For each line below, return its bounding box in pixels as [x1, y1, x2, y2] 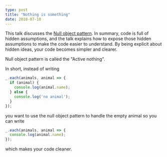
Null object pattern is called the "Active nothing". [5, 56, 105, 62]
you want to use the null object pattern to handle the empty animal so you [5, 112, 157, 118]
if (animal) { [9, 80, 39, 85]
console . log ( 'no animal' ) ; [14, 94, 70, 99]
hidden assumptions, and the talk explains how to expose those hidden [5, 36, 151, 42]
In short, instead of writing [5, 66, 59, 72]
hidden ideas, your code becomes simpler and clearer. [5, 46, 117, 53]
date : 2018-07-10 [5, 17, 41, 22]
